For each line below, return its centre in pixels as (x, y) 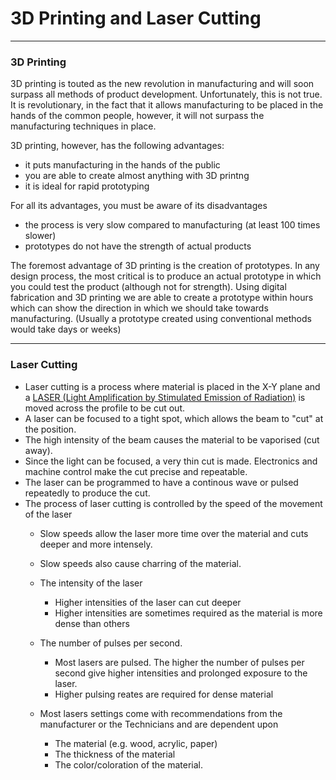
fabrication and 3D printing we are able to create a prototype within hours (162, 298)
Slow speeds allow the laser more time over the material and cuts (174, 533)
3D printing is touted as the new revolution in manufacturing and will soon (162, 84)
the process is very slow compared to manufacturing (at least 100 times (172, 225)
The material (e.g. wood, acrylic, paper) (136, 743)
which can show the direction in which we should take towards (139, 308)
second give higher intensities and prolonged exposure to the (181, 673)
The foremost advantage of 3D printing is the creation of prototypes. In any (165, 266)
